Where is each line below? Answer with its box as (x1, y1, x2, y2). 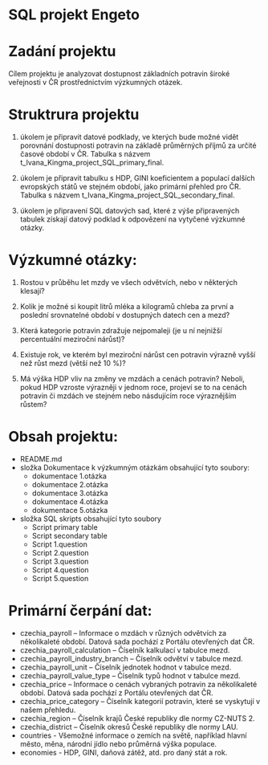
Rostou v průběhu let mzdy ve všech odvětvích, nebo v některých (19, 278, 238, 287)
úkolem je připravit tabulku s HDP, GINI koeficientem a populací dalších (19, 173, 255, 183)
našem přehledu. (19, 705, 76, 714)
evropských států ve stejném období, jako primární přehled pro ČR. (19, 182, 242, 192)
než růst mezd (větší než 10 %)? (19, 359, 126, 368)
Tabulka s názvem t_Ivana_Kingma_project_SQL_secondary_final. (19, 190, 235, 200)
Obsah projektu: (8, 428, 119, 446)
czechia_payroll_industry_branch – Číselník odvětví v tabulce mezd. (19, 653, 243, 663)
